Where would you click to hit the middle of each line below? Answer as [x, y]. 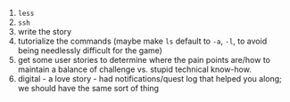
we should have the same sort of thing [88, 88]
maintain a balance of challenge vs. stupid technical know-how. [134, 69]
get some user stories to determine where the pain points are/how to [144, 60]
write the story [45, 31]
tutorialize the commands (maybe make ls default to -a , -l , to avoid [142, 41]
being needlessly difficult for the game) [90, 51]
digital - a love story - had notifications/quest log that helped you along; [150, 78]
